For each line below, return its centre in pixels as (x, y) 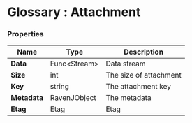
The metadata (128, 98)
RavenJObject (73, 98)
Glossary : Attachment (74, 12)
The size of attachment (143, 75)
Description (143, 52)
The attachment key (139, 87)
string (60, 87)
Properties (25, 34)
